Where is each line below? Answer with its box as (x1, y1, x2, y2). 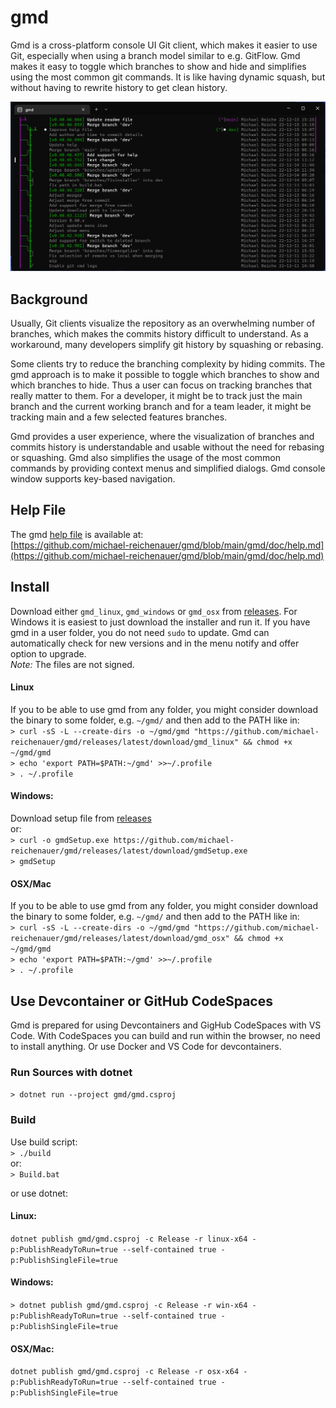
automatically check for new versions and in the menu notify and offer (10, 637, 300, 649)
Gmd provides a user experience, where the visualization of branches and (10, 430, 315, 442)
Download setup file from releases (10, 812, 152, 824)
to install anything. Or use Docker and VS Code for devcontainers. (10, 1040, 282, 1052)
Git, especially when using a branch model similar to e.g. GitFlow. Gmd (10, 49, 301, 61)
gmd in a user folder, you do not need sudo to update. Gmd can (10, 626, 270, 638)
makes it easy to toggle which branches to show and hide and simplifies (10, 60, 307, 72)
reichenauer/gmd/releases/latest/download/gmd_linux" (10, 737, 240, 747)
